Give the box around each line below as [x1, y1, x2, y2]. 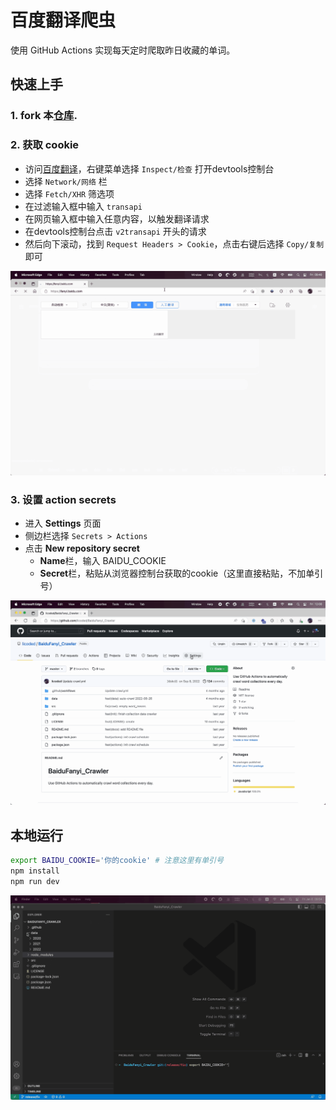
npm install [10, 866, 60, 876]
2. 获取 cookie [10, 138, 80, 152]
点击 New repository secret [24, 542, 140, 555]
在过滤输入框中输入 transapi [24, 200, 143, 212]
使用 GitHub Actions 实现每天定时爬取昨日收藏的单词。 [10, 44, 236, 56]
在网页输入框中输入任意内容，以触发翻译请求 [24, 212, 210, 225]
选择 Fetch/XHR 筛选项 [24, 187, 115, 200]
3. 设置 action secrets [10, 492, 117, 506]
